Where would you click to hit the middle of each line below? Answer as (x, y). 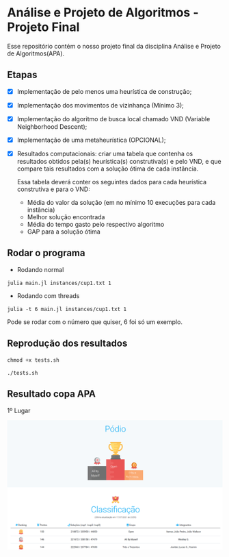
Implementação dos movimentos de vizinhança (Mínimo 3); (100, 105)
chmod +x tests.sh (33, 360)
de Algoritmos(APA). (36, 53)
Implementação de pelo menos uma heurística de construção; (104, 91)
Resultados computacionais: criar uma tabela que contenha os (105, 153)
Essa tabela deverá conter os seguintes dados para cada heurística (112, 182)
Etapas (22, 75)
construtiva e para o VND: (53, 189)
